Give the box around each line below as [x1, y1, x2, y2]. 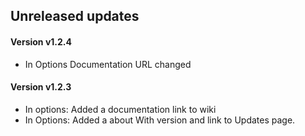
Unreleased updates [10, 8, 140, 25]
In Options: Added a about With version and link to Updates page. [24, 114, 296, 126]
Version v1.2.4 [10, 35, 72, 48]
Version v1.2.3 [10, 81, 72, 93]
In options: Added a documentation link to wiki [24, 103, 217, 115]
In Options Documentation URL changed [24, 58, 192, 70]
